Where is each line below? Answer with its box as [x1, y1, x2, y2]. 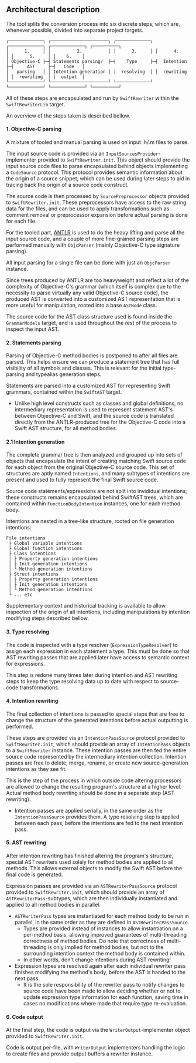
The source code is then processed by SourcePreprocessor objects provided [6, 193, 190, 200]
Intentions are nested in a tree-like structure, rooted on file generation [6, 518, 174, 525]
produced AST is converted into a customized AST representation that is [6, 296, 181, 303]
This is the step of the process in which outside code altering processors [6, 777, 182, 784]
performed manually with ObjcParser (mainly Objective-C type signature [6, 242, 180, 249]
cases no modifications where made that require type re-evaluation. [23, 1000, 187, 1007]
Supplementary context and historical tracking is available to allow [6, 602, 166, 609]
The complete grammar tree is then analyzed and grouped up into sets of [6, 451, 183, 458]
